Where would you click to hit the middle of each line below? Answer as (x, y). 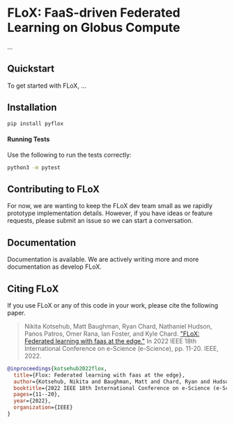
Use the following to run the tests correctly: (69, 155)
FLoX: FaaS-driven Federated (94, 13)
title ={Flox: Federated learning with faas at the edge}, (100, 375)
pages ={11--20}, (37, 395)
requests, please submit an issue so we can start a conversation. (100, 221)
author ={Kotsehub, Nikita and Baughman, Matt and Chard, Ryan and (112, 382)
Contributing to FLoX (53, 189)
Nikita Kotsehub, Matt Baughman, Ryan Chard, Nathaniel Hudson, (118, 326)
